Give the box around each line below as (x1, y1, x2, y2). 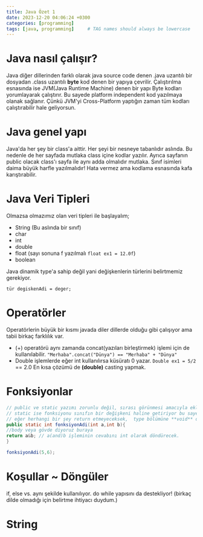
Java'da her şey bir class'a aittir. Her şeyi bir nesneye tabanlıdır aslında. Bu (6, 145, 193, 153)
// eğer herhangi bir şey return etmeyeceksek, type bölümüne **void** (6, 416, 193, 422)
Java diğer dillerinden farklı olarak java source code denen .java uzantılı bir (6, 72, 193, 79)
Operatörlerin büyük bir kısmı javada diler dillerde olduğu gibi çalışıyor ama (6, 326, 192, 333)
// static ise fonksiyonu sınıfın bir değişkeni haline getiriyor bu (6, 410, 185, 417)
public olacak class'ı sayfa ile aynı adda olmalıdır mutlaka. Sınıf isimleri (6, 158, 182, 165)
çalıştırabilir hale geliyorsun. (6, 104, 76, 111)
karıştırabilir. (6, 171, 37, 179)
